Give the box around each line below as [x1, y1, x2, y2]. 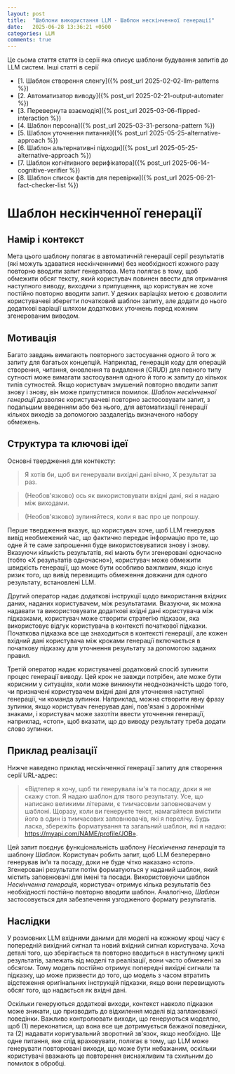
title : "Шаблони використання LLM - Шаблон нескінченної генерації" [7, 17, 215, 24]
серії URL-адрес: [7, 771, 58, 779]
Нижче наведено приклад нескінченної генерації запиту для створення [7, 763, 222, 772]
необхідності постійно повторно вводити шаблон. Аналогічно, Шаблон [7, 887, 220, 896]
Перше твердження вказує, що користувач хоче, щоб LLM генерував [7, 525, 215, 534]
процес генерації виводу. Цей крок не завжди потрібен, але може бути [7, 672, 222, 680]
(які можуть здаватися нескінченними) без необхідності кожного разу [7, 260, 220, 268]
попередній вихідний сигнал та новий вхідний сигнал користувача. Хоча [7, 941, 225, 950]
